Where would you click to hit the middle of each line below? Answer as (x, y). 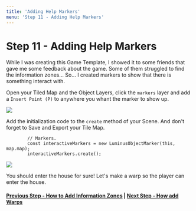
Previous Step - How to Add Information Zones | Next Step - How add (92, 196)
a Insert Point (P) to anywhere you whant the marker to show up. (88, 99)
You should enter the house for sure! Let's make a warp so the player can (95, 176)
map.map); (18, 149)
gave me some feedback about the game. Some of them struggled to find (95, 69)
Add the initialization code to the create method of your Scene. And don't (95, 121)
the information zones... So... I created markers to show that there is (89, 75)
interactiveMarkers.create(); (64, 154)
